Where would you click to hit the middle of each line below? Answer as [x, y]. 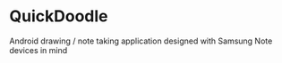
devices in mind [38, 50]
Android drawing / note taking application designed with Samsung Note [141, 41]
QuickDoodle [59, 16]
